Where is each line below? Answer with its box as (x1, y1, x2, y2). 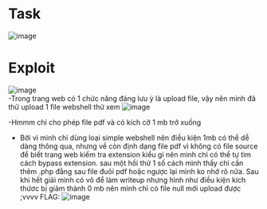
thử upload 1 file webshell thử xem (8, 102, 121, 111)
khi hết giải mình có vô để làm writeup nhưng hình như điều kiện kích (19, 175, 246, 184)
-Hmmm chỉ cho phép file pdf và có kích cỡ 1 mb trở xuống (8, 117, 202, 127)
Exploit (8, 59, 56, 77)
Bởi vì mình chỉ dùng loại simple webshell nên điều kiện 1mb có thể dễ (19, 133, 249, 142)
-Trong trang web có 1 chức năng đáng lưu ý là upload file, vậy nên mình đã (8, 93, 257, 103)
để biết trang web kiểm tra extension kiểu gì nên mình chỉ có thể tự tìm (19, 149, 252, 159)
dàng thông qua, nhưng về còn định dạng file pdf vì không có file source (19, 141, 258, 151)
